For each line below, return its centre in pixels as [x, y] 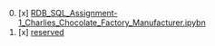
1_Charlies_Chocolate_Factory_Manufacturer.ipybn [112, 23]
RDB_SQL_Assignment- [74, 13]
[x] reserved [41, 32]
